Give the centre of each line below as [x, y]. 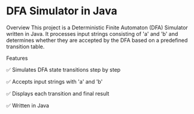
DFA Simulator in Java [62, 11]
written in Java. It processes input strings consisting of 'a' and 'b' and [92, 33]
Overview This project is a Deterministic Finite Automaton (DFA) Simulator [97, 27]
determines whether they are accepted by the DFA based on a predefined [97, 40]
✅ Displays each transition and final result [58, 93]
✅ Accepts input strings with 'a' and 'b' [54, 81]
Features [17, 58]
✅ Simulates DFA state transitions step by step [63, 69]
